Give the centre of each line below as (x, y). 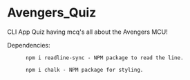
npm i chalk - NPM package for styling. (84, 70)
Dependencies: (29, 45)
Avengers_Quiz (52, 13)
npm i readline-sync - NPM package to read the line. (105, 58)
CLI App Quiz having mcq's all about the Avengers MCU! (87, 32)
